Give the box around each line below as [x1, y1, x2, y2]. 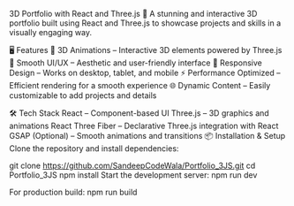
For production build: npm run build [9, 187, 138, 197]
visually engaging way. [9, 27, 93, 37]
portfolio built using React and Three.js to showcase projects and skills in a [9, 18, 282, 28]
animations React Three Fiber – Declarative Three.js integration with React [9, 120, 279, 131]
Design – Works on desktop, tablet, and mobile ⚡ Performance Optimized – [9, 67, 281, 78]
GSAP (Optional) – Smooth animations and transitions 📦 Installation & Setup [9, 131, 286, 141]
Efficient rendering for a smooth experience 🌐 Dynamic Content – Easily [9, 80, 271, 90]
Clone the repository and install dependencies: [9, 143, 179, 154]
